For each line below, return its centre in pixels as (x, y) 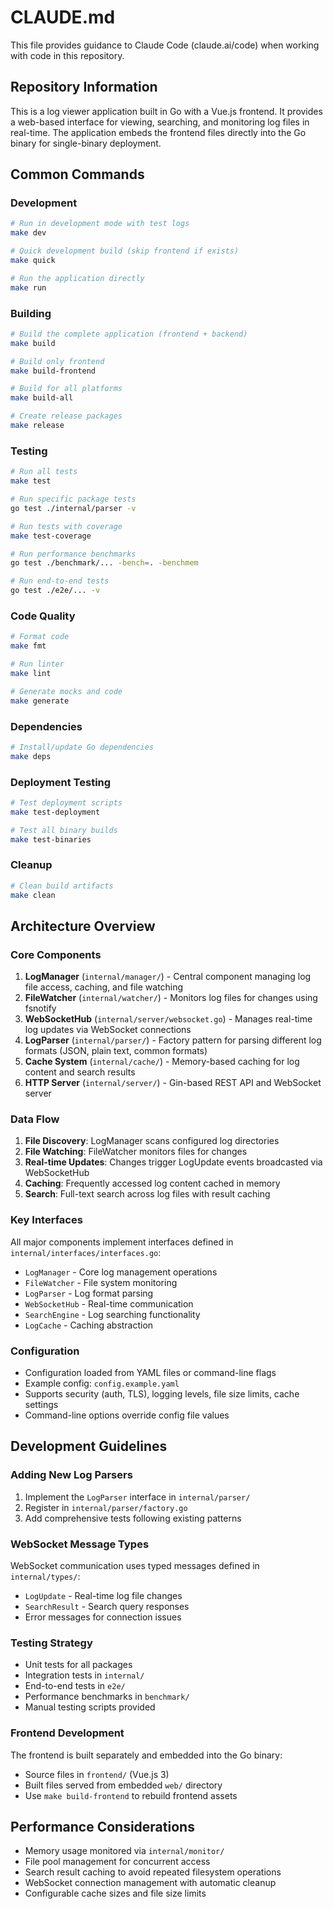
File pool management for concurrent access (117, 1862)
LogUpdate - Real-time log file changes (103, 1596)
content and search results (80, 1072)
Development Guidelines (89, 1446)
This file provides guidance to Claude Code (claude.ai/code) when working (165, 45)
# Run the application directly (77, 278)
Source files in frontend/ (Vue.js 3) (97, 1774)
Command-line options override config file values (127, 1415)
